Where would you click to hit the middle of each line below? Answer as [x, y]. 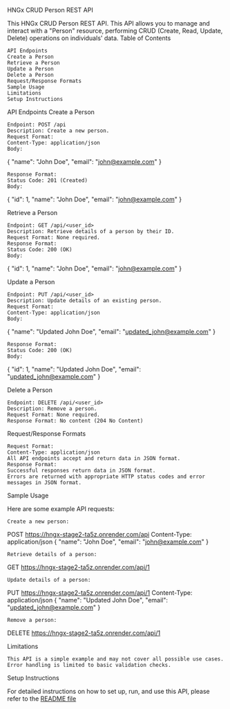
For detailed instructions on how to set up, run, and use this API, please [109, 691]
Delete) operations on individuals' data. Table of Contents [89, 38]
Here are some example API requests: [61, 509]
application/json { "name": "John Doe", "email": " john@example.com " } [108, 542]
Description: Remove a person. [52, 409]
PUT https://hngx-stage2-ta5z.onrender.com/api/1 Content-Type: [100, 593]
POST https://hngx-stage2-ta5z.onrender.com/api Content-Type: [99, 534]
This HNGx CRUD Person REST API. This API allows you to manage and [109, 23]
